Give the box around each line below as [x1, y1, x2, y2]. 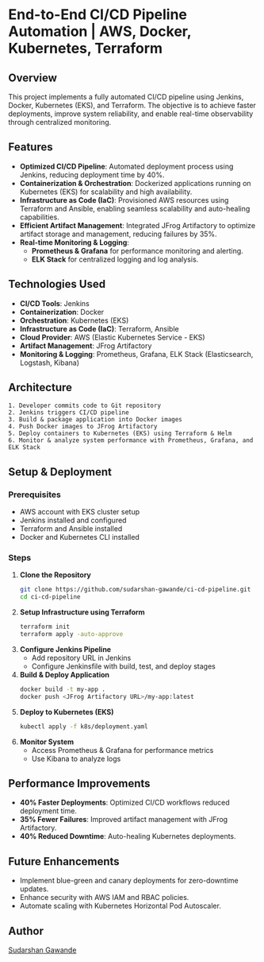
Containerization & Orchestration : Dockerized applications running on [19, 178, 251, 188]
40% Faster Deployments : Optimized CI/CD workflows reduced [19, 797, 230, 808]
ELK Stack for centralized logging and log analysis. [31, 254, 199, 264]
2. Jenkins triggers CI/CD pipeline [8, 409, 129, 417]
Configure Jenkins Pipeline [19, 644, 112, 654]
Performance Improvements [8, 777, 151, 790]
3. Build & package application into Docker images [8, 416, 182, 424]
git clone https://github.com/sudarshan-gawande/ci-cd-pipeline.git [19, 586, 251, 594]
